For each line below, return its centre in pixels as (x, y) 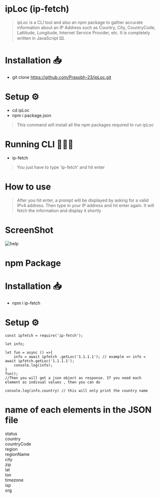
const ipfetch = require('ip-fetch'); (44, 336)
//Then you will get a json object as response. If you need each (73, 378)
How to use (28, 186)
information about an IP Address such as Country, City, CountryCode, (86, 27)
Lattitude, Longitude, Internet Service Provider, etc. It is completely (83, 32)
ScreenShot (29, 230)
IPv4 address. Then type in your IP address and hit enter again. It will (86, 205)
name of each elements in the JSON (78, 410)
